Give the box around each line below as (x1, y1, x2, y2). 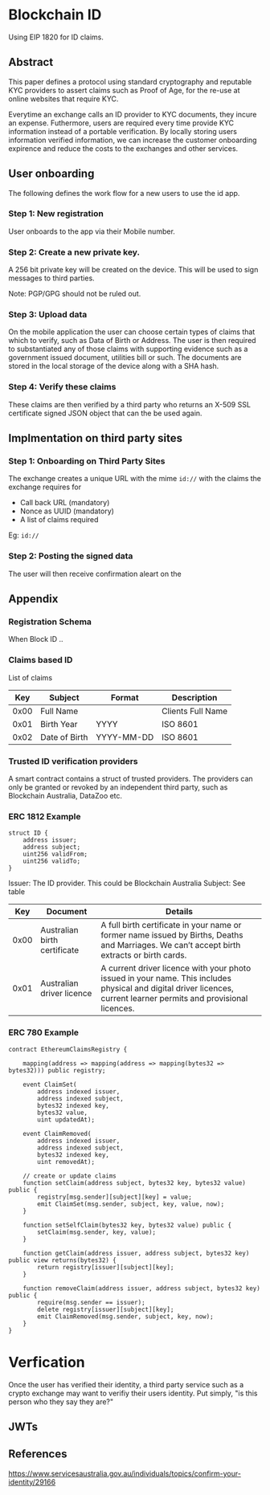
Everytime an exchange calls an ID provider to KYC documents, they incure (8, 109, 257, 119)
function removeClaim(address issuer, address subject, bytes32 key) (22, 1284, 261, 1293)
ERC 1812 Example (8, 811, 81, 822)
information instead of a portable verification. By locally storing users (8, 126, 237, 136)
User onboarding (8, 167, 95, 181)
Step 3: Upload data (8, 309, 88, 321)
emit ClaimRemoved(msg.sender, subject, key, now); (37, 1312, 215, 1321)
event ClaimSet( (22, 1080, 78, 1089)
